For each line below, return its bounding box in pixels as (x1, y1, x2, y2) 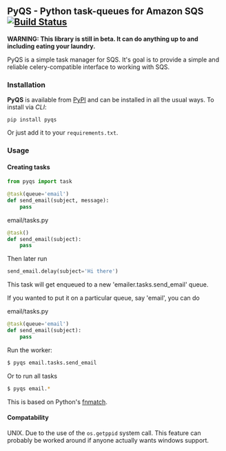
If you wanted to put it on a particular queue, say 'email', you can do (7, 294, 200, 303)
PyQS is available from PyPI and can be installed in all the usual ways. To (7, 96, 215, 104)
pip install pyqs (7, 117, 57, 124)
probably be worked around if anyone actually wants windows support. (7, 436, 209, 444)
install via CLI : (7, 103, 47, 111)
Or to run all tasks (7, 372, 57, 380)
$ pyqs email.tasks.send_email (7, 359, 97, 366)
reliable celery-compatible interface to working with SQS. (7, 62, 170, 71)
